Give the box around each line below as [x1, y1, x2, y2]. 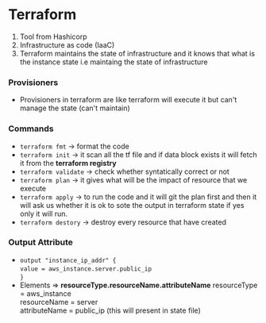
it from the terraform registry [19, 158, 117, 167]
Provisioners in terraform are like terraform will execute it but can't [19, 95, 237, 105]
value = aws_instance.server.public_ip [19, 264, 152, 273]
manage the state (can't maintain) [19, 103, 131, 113]
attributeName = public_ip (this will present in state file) [19, 306, 201, 315]
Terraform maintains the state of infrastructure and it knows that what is [19, 48, 256, 58]
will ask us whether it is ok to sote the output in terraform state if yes [19, 200, 245, 210]
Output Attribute [8, 236, 73, 248]
